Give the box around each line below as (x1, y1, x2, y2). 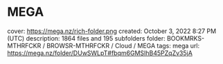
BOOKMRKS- (166, 34, 205, 42)
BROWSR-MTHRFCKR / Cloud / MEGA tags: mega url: (46, 41, 199, 50)
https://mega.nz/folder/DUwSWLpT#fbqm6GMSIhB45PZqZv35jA (7, 49, 193, 57)
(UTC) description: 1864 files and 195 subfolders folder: (7, 34, 166, 42)
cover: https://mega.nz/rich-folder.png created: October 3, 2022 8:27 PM (7, 27, 217, 35)
